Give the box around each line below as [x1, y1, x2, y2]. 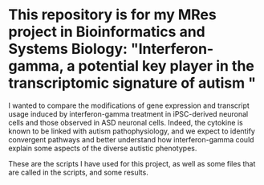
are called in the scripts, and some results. [8, 167, 148, 177]
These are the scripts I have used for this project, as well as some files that [8, 158, 256, 168]
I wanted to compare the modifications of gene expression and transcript [8, 101, 250, 110]
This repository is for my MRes [8, 6, 217, 24]
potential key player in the [78, 57, 254, 76]
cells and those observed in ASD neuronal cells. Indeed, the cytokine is [8, 117, 243, 127]
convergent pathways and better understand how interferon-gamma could [8, 134, 254, 144]
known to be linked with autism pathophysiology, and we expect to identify [8, 126, 255, 136]
